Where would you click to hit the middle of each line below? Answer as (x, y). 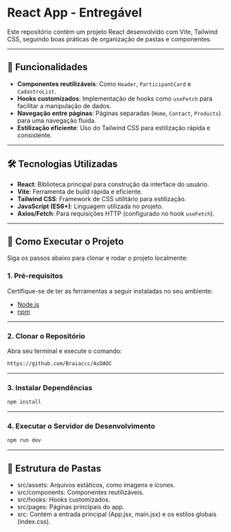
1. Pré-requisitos (35, 276)
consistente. (35, 135)
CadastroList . (36, 91)
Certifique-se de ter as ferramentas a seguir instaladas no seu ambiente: (110, 291)
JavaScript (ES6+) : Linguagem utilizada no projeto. (90, 206)
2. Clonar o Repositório (46, 336)
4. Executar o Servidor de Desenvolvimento (81, 426)
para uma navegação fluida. (56, 120)
